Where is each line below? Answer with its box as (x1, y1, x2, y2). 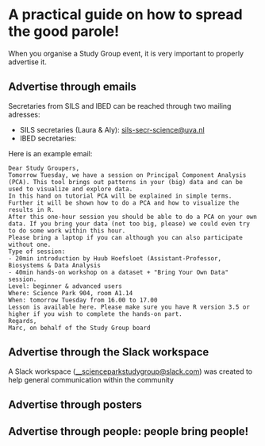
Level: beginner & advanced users (8, 282, 123, 290)
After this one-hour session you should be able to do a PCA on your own (8, 213, 258, 221)
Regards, (8, 317, 37, 325)
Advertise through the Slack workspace (8, 345, 209, 359)
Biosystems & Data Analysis (8, 261, 102, 269)
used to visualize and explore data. (8, 185, 133, 193)
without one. (8, 240, 52, 248)
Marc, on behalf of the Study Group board (8, 324, 151, 332)
